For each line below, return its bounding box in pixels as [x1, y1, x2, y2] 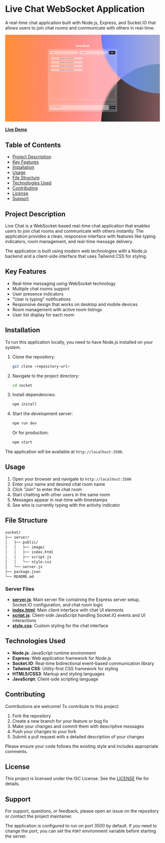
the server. [5, 833, 27, 839]
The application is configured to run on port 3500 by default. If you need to [5, 823, 157, 829]
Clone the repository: [12, 354, 55, 359]
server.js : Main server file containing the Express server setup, [12, 597, 140, 602]
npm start [12, 440, 33, 445]
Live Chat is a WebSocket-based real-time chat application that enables [5, 223, 150, 229]
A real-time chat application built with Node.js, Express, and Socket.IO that [5, 20, 156, 26]
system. [5, 344, 21, 350]
